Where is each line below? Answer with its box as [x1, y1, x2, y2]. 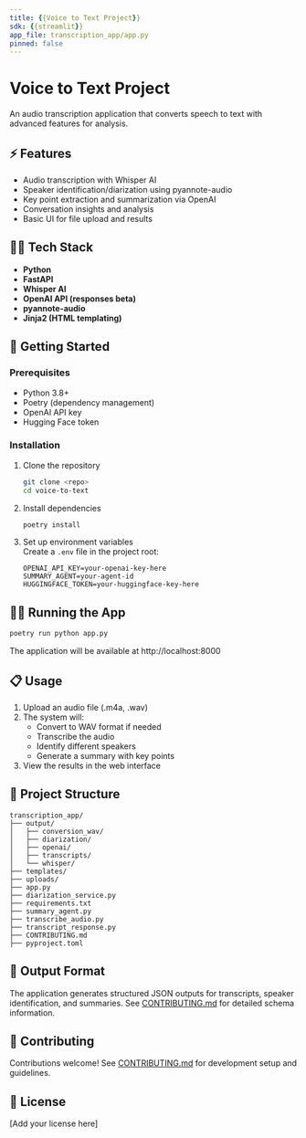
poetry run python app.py [9, 629, 108, 638]
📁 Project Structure [9, 786, 121, 802]
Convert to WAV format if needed [36, 721, 162, 732]
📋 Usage [9, 673, 63, 689]
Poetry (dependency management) [22, 396, 155, 407]
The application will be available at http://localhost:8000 [9, 646, 221, 657]
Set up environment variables [22, 536, 134, 548]
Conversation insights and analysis [22, 204, 154, 215]
